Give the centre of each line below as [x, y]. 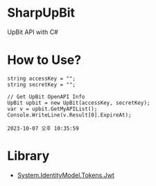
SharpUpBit [41, 13]
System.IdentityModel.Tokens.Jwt [66, 175]
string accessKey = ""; [42, 78]
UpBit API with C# [33, 32]
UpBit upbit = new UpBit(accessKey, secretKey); [79, 103]
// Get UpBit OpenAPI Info [46, 96]
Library [28, 156]
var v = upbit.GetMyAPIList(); [52, 109]
